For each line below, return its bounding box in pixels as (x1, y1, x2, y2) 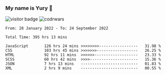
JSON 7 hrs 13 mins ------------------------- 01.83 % (5, 61, 161, 66)
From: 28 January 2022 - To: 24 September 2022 (5, 26, 109, 31)
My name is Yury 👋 (5, 5, 53, 12)
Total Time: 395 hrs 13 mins (5, 35, 67, 40)
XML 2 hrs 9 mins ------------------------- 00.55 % (5, 66, 161, 71)
